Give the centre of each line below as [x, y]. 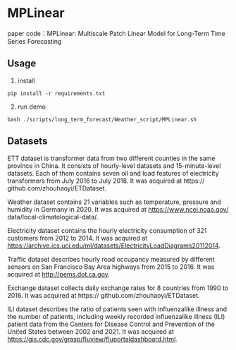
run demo [31, 107]
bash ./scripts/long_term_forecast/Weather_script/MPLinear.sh [102, 119]
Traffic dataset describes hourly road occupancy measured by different [111, 259]
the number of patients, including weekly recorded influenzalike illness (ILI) [116, 316]
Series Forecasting [35, 41]
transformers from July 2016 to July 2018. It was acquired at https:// [106, 181]
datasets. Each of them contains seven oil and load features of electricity [113, 173]
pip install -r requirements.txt [56, 93]
